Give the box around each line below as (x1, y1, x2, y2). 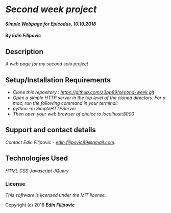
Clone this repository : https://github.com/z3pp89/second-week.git (12, 89, 155, 95)
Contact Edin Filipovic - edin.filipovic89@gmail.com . (5, 139, 116, 145)
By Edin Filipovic (5, 32, 41, 39)
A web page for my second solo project (5, 61, 88, 67)
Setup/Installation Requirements (5, 76, 111, 84)
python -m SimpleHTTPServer (12, 106, 77, 111)
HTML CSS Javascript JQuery (5, 168, 69, 174)
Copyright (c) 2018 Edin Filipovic (5, 202, 75, 208)
